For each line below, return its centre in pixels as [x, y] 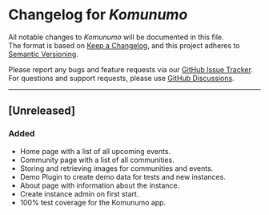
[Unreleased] [42, 111]
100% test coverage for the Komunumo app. [93, 202]
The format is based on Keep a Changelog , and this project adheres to [124, 45]
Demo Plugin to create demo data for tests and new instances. [122, 176]
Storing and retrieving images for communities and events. [116, 168]
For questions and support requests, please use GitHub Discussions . [121, 78]
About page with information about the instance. [100, 185]
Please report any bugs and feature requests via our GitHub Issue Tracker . [131, 69]
